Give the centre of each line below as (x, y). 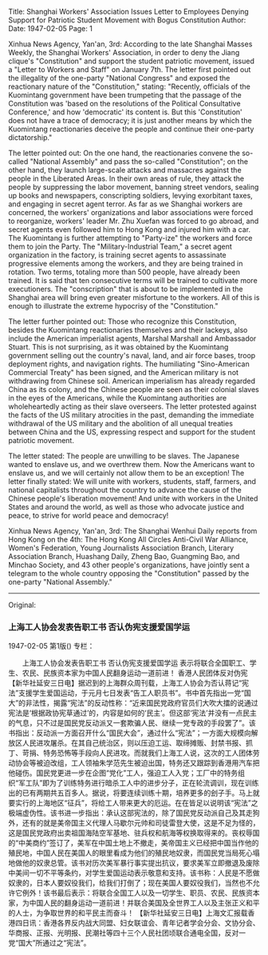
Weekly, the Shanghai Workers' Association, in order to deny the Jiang (124, 52)
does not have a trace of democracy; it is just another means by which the (130, 120)
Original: (22, 605)
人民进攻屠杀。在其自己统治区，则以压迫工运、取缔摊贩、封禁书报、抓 (137, 743)
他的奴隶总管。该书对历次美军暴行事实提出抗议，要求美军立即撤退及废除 (141, 863)
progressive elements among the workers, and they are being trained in (126, 264)
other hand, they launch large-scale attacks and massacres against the (125, 170)
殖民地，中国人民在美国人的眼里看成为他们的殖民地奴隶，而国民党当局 (124, 853)
